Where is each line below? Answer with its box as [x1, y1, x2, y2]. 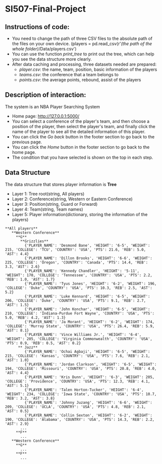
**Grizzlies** [20, 239, 49, 244]
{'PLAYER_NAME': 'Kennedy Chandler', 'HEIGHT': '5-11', [24, 268, 139, 273]
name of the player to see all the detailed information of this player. [12, 129, 146, 134]
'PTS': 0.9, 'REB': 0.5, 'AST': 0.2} [5, 341, 81, 346]
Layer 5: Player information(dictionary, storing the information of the [12, 211, 148, 217]
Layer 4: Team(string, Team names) [12, 206, 83, 212]
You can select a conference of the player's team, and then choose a [12, 118, 150, 124]
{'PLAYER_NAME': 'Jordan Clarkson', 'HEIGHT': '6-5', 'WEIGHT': [24, 362, 157, 367]
